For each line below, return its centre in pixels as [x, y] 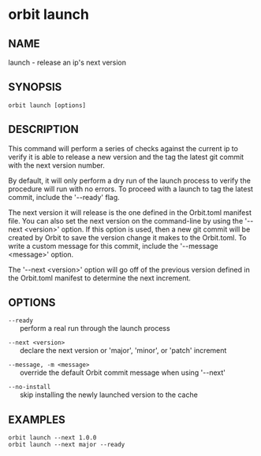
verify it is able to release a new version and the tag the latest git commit [126, 157]
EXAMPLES [37, 419]
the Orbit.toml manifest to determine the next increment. [100, 278]
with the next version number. [56, 165]
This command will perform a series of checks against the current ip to [123, 148]
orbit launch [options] [47, 105]
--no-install [30, 387]
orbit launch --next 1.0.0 [52, 438]
